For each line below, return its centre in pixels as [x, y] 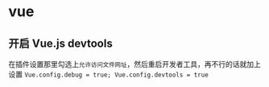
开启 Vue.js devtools [60, 43]
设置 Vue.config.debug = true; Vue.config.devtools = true [109, 74]
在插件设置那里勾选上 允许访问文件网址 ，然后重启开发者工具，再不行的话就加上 [135, 64]
